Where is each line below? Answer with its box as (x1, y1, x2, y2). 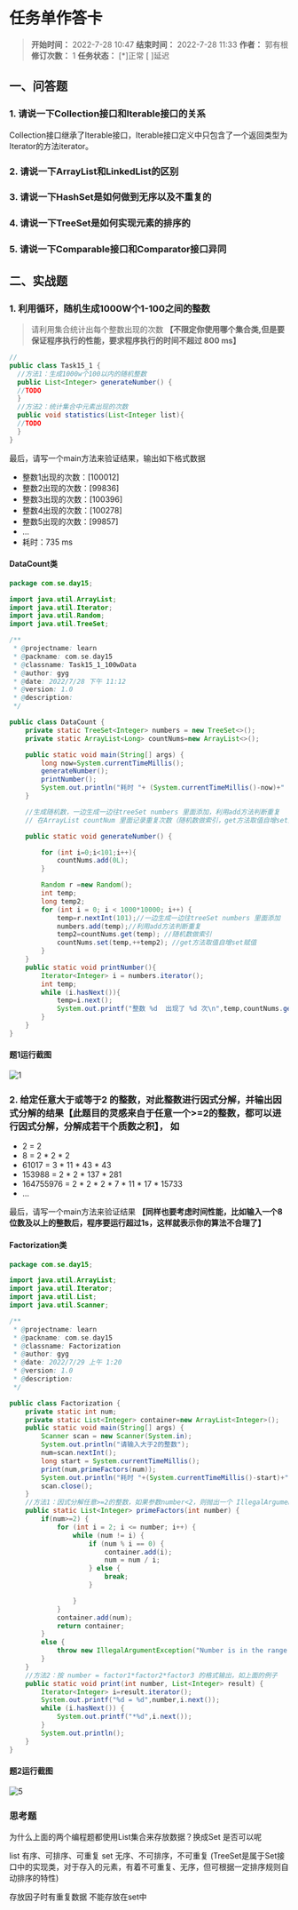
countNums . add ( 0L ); (56, 856, 129, 865)
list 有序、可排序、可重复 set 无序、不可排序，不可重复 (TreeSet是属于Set (9, 1850, 278, 1861)
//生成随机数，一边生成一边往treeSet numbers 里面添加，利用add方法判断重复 (25, 808, 281, 816)
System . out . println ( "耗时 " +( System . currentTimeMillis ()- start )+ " (41, 1473, 289, 1482)
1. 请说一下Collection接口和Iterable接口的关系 (9, 107, 207, 120)
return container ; (56, 1621, 125, 1630)
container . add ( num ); (56, 1613, 133, 1622)
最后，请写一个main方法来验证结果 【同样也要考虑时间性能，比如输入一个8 (9, 1206, 283, 1217)
